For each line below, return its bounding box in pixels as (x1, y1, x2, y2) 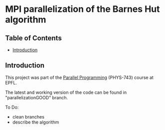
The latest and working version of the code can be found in (5, 89, 127, 95)
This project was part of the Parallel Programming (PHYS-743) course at (5, 74, 154, 80)
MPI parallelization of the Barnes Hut (5, 3, 161, 15)
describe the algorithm (12, 119, 59, 125)
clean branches (12, 114, 45, 120)
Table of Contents (5, 34, 62, 42)
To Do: (5, 104, 19, 110)
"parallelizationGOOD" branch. (5, 94, 68, 100)
